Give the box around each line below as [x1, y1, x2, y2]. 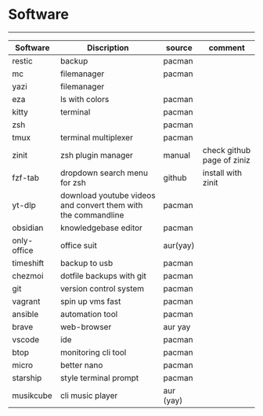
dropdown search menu [59, 167, 149, 178]
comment [208, 42, 245, 53]
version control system [59, 283, 145, 294]
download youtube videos [59, 190, 156, 201]
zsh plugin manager [59, 149, 133, 160]
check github [202, 144, 251, 155]
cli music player [59, 390, 118, 401]
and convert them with [59, 199, 143, 210]
